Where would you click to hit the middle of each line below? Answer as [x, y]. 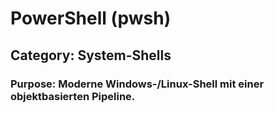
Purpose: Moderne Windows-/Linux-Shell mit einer [137, 84]
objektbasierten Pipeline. [73, 96]
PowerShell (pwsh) [91, 18]
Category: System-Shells [91, 55]
